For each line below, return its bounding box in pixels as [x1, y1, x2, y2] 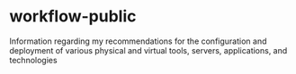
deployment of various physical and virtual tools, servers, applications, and [9, 45, 288, 55]
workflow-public [9, 6, 137, 27]
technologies [9, 54, 58, 65]
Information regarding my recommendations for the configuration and [9, 36, 267, 46]
